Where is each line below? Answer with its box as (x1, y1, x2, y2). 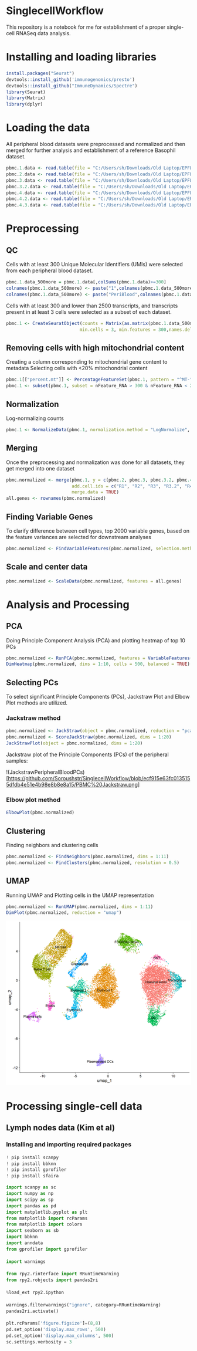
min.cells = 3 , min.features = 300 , (79, 327, 169, 333)
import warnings (6, 1258, 46, 1265)
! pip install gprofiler (6, 1167, 67, 1173)
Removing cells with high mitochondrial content (6, 343, 185, 353)
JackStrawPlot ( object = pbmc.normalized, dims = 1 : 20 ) (6, 740, 143, 746)
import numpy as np (6, 1191, 54, 1197)
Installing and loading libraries (6, 50, 157, 64)
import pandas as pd (6, 1203, 57, 1209)
